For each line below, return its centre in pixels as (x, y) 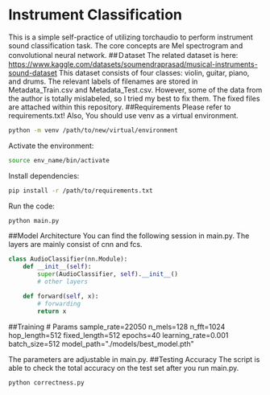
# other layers (63, 282)
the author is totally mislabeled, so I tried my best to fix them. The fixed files (134, 98)
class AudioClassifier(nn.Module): (68, 259)
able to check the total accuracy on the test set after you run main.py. (124, 368)
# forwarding (59, 303)
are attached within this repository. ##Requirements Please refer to (120, 107)
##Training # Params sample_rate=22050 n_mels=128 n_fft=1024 (117, 327)
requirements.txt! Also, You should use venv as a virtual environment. (124, 115)
